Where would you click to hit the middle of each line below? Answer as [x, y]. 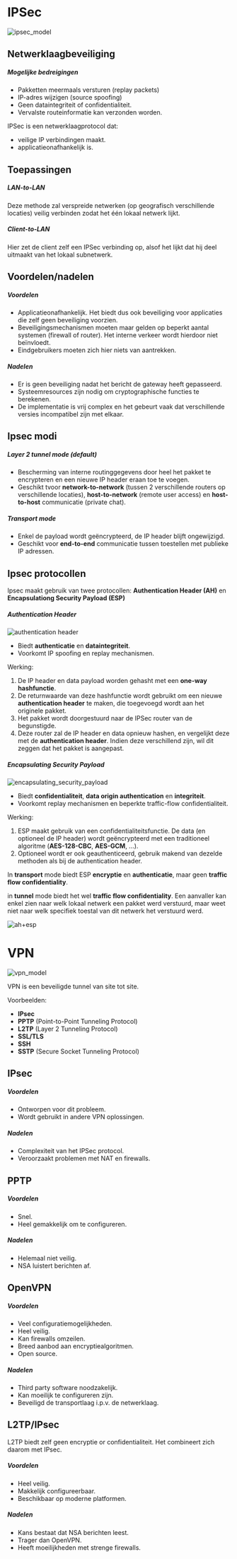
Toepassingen [40, 169]
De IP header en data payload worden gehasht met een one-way [112, 681]
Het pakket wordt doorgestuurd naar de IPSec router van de [105, 718]
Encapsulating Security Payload [56, 764]
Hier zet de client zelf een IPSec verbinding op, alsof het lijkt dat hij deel [112, 247]
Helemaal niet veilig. [47, 1258]
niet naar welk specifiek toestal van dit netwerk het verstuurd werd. [105, 911]
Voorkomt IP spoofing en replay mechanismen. [86, 653]
